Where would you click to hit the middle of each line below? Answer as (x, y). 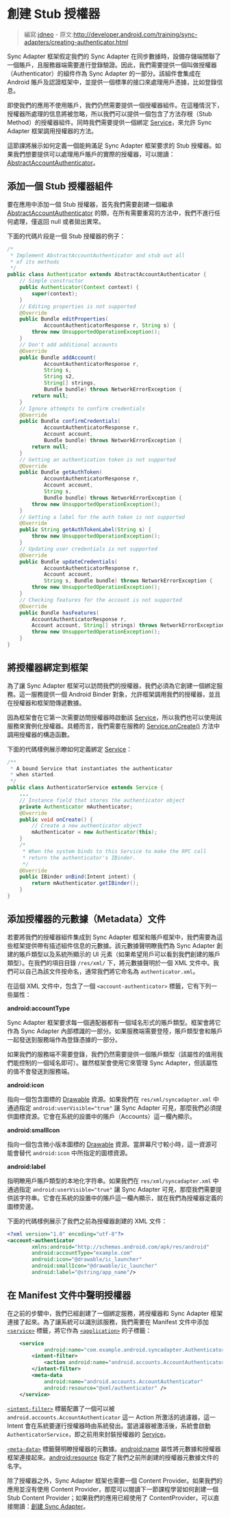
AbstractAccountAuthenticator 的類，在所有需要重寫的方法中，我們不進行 (111, 213)
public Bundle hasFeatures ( (59, 613)
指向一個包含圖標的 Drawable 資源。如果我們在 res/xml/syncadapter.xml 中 (113, 1099)
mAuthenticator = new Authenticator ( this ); (94, 832)
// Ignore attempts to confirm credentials (82, 408)
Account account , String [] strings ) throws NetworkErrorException (128, 625)
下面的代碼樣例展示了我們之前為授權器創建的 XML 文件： (87, 1221)
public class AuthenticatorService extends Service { (86, 788)
